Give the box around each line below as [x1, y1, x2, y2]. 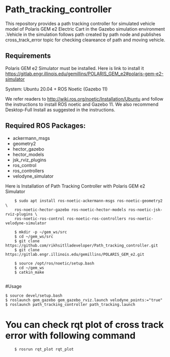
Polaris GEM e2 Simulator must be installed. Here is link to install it [5, 65, 144, 71]
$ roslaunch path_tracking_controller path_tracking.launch [5, 302, 136, 307]
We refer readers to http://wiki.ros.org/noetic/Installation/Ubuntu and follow [5, 96, 164, 102]
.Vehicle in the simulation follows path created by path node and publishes [5, 31, 161, 37]
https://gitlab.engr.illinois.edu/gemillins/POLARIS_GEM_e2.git [5, 252, 145, 257]
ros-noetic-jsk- [128, 207, 163, 212]
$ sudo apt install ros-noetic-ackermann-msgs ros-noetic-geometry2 [14, 198, 163, 203]
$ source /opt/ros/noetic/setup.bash [14, 260, 95, 266]
